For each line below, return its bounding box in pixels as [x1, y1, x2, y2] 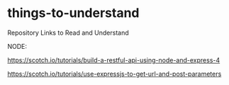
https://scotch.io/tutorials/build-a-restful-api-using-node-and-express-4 [7, 55, 220, 64]
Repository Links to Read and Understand [7, 28, 129, 37]
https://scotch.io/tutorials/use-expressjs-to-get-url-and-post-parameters [7, 69, 222, 78]
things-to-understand [7, 5, 140, 21]
